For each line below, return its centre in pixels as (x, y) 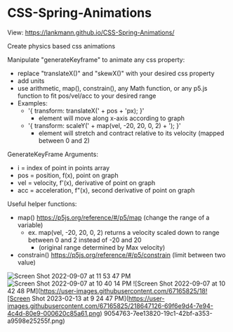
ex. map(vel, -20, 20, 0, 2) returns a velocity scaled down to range (124, 232)
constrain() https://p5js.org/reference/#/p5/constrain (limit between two (121, 255)
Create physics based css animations (61, 46)
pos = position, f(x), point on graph (68, 175)
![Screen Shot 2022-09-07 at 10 (179, 283)
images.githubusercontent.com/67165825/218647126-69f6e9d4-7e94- (111, 306)
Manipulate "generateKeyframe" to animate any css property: (96, 59)
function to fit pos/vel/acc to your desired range (87, 96)
